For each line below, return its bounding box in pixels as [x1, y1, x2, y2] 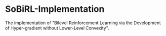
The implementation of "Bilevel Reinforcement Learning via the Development [5, 20, 161, 26]
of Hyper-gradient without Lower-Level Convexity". [5, 25, 110, 31]
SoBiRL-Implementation [5, 3, 105, 15]
